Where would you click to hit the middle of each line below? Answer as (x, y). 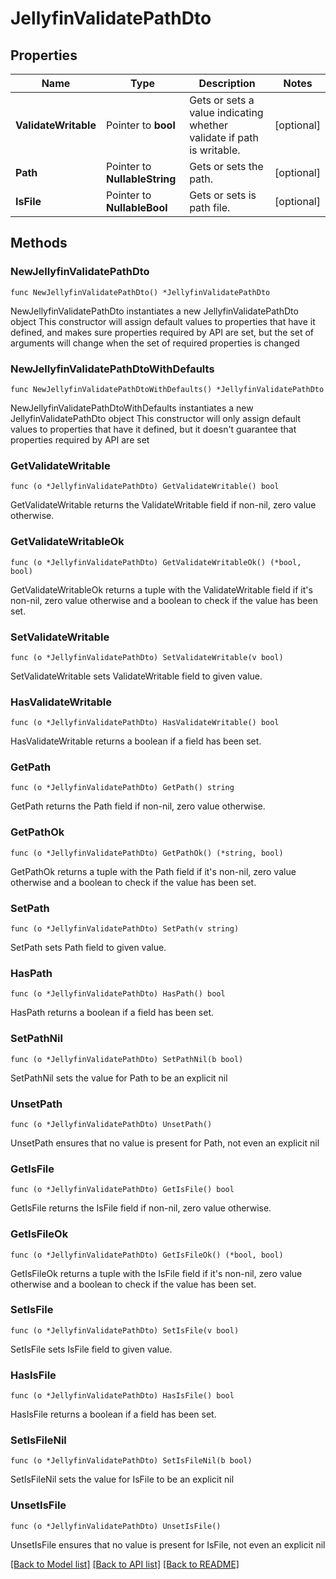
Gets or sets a (222, 100)
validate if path (224, 137)
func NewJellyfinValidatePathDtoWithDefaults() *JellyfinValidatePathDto (167, 389)
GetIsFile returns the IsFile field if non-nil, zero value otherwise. (141, 1208)
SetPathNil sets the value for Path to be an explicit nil (119, 1078)
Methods (39, 243)
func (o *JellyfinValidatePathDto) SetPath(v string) (125, 929)
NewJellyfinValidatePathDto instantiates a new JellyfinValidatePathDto (154, 311)
